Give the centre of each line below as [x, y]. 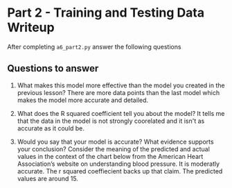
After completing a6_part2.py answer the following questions [94, 46]
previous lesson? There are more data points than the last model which [118, 92]
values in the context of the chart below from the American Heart [110, 156]
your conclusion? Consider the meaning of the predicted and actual [113, 149]
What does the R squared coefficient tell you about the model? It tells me [121, 113]
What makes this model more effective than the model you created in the [121, 85]
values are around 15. [47, 178]
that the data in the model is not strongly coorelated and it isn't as [111, 121]
